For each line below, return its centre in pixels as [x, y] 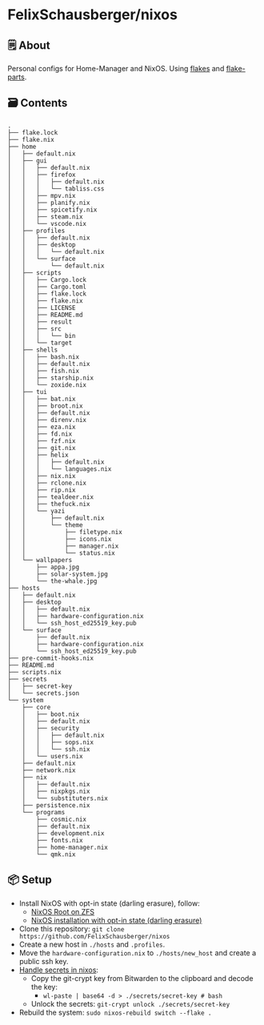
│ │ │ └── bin [42, 336]
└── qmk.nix [56, 854]
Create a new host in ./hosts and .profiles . [92, 944]
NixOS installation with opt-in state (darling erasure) [116, 920]
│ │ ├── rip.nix [42, 490]
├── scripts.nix [34, 672]
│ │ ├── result [40, 322]
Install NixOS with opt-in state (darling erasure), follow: [110, 903]
